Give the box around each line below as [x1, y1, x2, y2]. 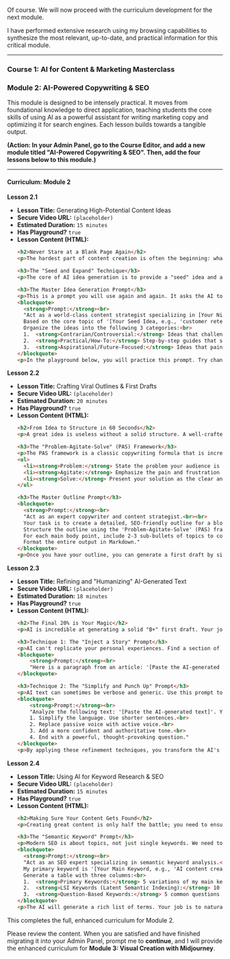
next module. [7, 13, 44, 21]
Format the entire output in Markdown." [23, 539, 140, 546]
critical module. [7, 41, 51, 49]
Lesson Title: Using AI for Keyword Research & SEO [16, 772, 164, 781]
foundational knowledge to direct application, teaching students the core [7, 106, 212, 114]
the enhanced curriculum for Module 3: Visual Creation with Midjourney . [7, 944, 216, 952]
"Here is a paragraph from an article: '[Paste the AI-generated [29, 664, 220, 671]
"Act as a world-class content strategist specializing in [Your [23, 312, 214, 319]
